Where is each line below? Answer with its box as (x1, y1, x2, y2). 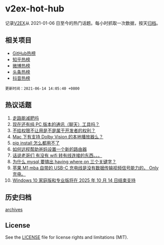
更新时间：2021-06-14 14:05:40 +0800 (5, 86, 80, 91)
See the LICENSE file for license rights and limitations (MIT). (5, 235, 129, 241)
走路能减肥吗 (12, 115, 39, 121)
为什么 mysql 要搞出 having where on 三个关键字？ (12, 158, 117, 164)
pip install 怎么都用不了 (12, 140, 60, 146)
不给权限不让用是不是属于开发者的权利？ (12, 127, 96, 133)
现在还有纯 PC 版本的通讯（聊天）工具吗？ (12, 121, 100, 127)
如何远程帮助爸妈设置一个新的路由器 (12, 146, 87, 152)
